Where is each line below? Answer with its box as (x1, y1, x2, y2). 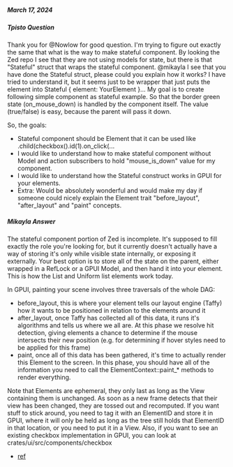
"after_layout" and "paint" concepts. (17, 201, 122, 209)
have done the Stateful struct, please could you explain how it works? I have (7, 71, 226, 79)
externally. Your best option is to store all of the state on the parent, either (7, 257, 219, 265)
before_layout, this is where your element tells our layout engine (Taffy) (17, 299, 223, 307)
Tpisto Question (7, 23, 54, 31)
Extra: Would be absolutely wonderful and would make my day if (17, 186, 203, 195)
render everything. (17, 373, 71, 382)
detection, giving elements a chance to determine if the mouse (17, 329, 197, 337)
